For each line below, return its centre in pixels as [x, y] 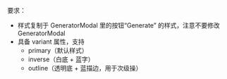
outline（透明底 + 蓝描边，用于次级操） [85, 68]
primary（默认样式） [58, 50]
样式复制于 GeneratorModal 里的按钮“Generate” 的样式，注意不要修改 [118, 25]
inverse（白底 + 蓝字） [61, 59]
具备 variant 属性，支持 [51, 42]
